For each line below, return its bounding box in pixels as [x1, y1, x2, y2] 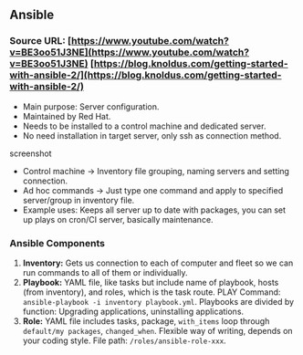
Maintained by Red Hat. [22, 110, 111, 121]
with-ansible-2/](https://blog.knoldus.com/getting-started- [9, 68, 282, 81]
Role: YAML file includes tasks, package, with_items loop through [22, 315, 270, 327]
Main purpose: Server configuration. [22, 100, 160, 112]
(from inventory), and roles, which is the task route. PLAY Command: [22, 287, 281, 298]
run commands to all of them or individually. [22, 266, 188, 277]
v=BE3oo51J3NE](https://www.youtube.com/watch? [9, 46, 249, 58]
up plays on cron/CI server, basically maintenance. [22, 214, 214, 224]
